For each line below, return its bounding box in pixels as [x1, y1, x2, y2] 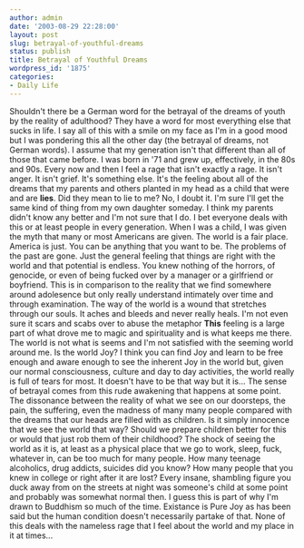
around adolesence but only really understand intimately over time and [9, 289, 274, 299]
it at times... [9, 530, 54, 541]
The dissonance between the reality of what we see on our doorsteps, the [9, 395, 286, 406]
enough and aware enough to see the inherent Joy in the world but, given [9, 356, 284, 367]
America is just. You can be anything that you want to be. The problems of [9, 240, 287, 251]
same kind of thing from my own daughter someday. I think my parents [9, 201, 274, 213]
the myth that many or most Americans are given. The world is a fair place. [9, 230, 289, 241]
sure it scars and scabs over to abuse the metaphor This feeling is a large [9, 318, 285, 328]
